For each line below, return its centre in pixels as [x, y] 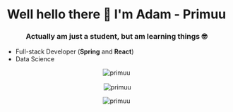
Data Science [35, 59]
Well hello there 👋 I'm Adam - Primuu [116, 14]
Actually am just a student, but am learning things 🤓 [116, 37]
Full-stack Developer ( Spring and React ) [74, 51]
